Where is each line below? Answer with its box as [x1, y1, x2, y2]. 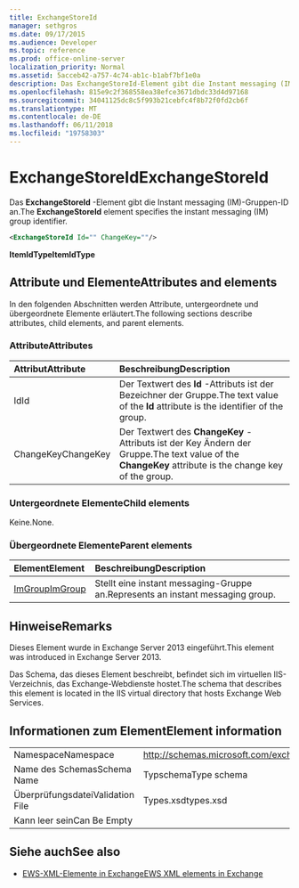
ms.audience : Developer [9, 37, 98, 47]
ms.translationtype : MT [9, 104, 98, 113]
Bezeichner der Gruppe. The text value [118, 388, 279, 401]
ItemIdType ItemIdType [9, 248, 96, 259]
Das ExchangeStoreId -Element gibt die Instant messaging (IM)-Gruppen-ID [9, 197, 289, 208]
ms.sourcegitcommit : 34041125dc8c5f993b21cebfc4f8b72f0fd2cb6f [9, 95, 249, 105]
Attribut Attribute [13, 363, 86, 375]
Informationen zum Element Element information [9, 723, 282, 738]
